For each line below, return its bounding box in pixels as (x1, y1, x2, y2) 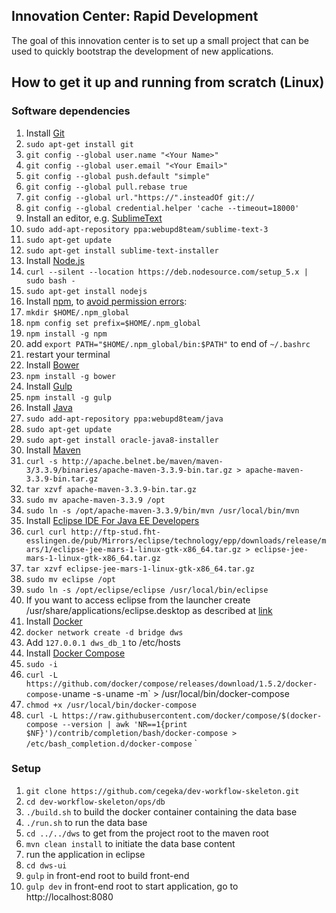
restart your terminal (25, 348, 111, 360)
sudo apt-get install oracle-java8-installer (25, 435, 219, 445)
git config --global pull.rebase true (25, 182, 188, 192)
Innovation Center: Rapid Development (11, 8, 259, 25)
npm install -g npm (25, 329, 108, 339)
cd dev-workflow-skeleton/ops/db (25, 797, 166, 807)
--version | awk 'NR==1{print (62, 719, 188, 729)
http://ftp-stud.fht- (70, 527, 161, 537)
